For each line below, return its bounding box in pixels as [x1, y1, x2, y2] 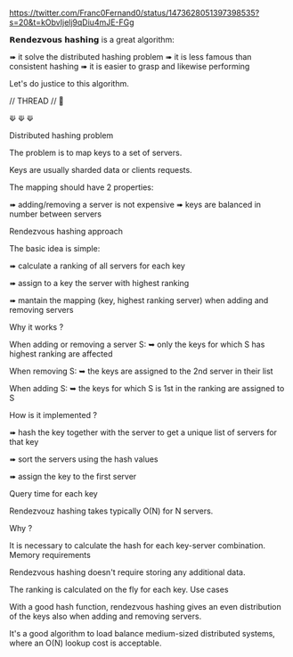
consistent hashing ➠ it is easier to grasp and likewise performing [9, 62, 250, 71]
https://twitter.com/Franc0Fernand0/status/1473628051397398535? [9, 8, 260, 18]
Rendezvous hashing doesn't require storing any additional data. [9, 567, 246, 578]
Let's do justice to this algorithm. [9, 78, 129, 88]
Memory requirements [9, 550, 91, 560]
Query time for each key [9, 489, 98, 498]
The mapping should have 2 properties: [9, 182, 154, 193]
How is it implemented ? [9, 410, 98, 420]
